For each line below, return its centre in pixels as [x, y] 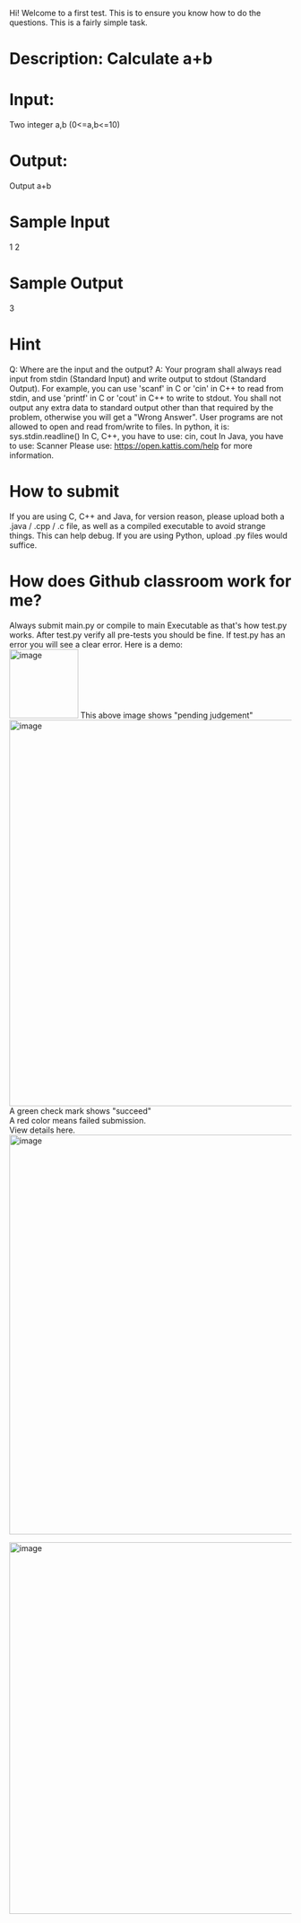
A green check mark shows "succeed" [81, 1111]
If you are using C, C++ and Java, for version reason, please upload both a [147, 516]
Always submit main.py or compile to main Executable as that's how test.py [148, 625]
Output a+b [30, 186]
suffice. [23, 545]
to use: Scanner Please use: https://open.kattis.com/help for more [131, 445]
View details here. [43, 1130]
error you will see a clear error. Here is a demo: [96, 644]
